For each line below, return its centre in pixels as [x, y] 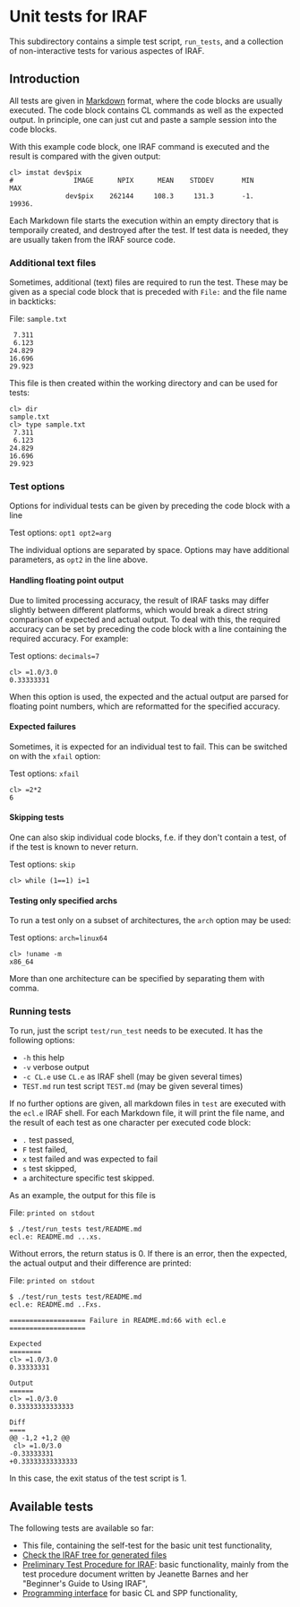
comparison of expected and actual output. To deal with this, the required [145, 619]
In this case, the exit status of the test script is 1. [98, 1478]
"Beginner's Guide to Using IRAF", [85, 1584]
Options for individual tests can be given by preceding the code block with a [150, 506]
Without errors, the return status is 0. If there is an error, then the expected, [148, 1254]
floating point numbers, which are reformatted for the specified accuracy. [145, 706]
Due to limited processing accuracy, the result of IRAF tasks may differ [139, 600]
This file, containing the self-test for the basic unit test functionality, [147, 1546]
